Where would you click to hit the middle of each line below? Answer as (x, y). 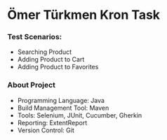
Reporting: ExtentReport (52, 122)
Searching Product (45, 52)
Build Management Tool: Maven (63, 108)
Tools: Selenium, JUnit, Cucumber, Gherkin (80, 115)
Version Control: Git (46, 130)
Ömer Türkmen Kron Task (83, 15)
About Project (32, 85)
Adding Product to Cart (51, 59)
